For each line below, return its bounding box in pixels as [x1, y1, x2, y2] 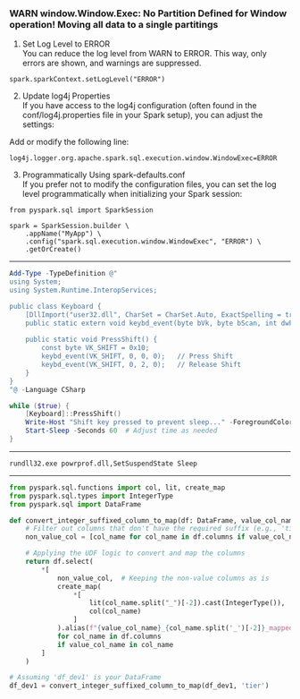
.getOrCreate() [25, 245, 82, 254]
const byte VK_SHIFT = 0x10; [41, 344, 150, 353]
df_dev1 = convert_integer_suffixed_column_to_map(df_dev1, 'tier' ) [9, 681, 270, 691]
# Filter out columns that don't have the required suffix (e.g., [25, 524, 278, 533]
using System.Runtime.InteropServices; [9, 286, 158, 295]
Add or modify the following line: [9, 137, 129, 148]
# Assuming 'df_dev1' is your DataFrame [9, 673, 162, 682]
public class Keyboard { [9, 302, 102, 311]
